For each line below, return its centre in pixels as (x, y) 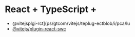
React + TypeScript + (51, 9)
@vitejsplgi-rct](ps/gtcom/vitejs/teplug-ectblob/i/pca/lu (71, 23)
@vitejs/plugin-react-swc (39, 28)
